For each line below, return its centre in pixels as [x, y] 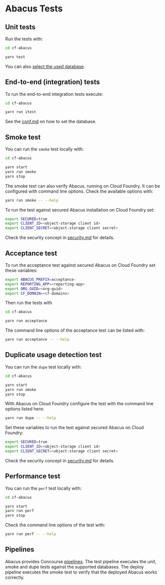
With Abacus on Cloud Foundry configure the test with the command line [79, 404]
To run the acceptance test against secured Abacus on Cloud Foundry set [80, 265]
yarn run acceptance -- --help [37, 340]
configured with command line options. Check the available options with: [79, 191]
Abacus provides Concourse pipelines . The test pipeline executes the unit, [81, 561]
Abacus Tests [34, 9]
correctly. [15, 577]
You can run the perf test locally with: [43, 488]
